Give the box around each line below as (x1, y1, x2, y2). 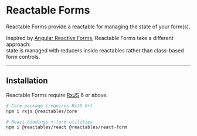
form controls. (6, 53, 40, 60)
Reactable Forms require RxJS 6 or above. (6, 91, 108, 98)
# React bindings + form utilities (6, 119, 93, 125)
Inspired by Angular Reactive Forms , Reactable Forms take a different (6, 34, 174, 41)
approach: (6, 41, 31, 48)
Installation (6, 76, 48, 86)
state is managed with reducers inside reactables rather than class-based (6, 47, 184, 54)
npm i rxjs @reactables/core (6, 108, 77, 114)
